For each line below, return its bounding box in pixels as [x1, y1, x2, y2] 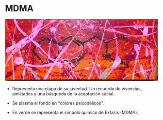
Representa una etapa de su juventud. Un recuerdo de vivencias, [12, 85, 142, 92]
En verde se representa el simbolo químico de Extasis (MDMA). [12, 109, 138, 115]
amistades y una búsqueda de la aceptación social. [12, 91, 115, 96]
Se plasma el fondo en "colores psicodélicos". [12, 100, 104, 106]
